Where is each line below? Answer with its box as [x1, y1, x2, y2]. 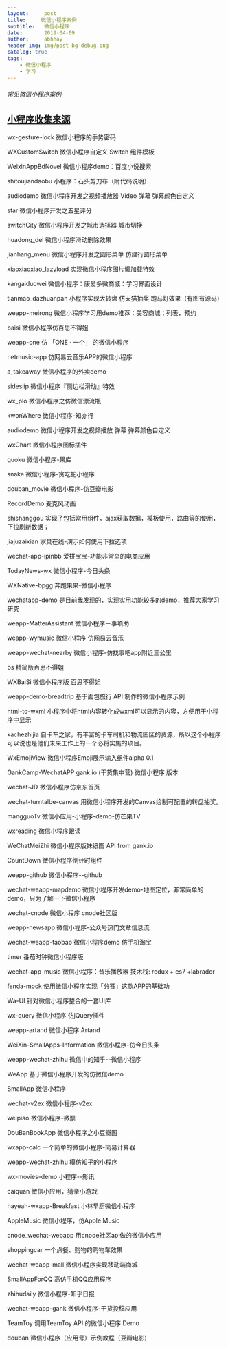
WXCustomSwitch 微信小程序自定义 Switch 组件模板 [7, 148, 155, 156]
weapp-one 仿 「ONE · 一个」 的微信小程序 [7, 339, 129, 347]
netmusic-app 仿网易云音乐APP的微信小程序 [7, 353, 133, 361]
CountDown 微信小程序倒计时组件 [7, 856, 103, 865]
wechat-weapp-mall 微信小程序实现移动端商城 [7, 1260, 139, 1269]
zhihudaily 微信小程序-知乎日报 [7, 1290, 95, 1298]
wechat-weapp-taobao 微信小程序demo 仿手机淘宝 [7, 938, 152, 947]
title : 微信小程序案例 [7, 17, 77, 23]
